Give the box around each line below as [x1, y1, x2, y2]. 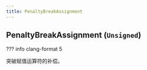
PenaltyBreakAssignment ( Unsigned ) [6, 30, 142, 40]
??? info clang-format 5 [6, 45, 63, 52]
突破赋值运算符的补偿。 [6, 58, 63, 65]
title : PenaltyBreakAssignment [6, 8, 83, 15]
